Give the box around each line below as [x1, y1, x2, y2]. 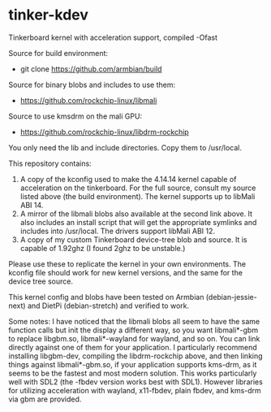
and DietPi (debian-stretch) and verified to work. [27, 301, 189, 310]
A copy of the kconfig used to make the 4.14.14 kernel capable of [19, 174, 237, 184]
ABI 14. [19, 200, 44, 210]
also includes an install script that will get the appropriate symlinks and [19, 217, 257, 227]
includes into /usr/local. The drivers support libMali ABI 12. [19, 226, 216, 236]
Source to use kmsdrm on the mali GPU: [8, 111, 143, 121]
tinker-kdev [8, 6, 89, 24]
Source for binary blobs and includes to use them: [8, 80, 176, 89]
